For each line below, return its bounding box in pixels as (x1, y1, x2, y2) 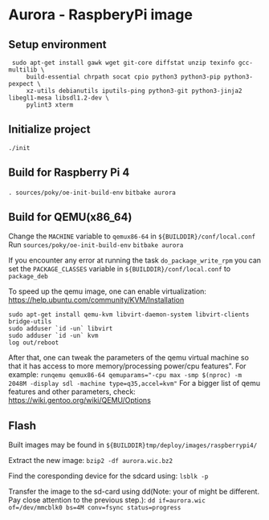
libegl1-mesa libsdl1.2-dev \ (8, 94, 110, 102)
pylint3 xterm (26, 101, 74, 109)
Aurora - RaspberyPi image (8, 6, 193, 24)
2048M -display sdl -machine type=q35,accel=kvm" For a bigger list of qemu (8, 379, 261, 388)
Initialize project (8, 123, 91, 136)
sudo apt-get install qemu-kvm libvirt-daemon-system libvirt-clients (8, 311, 250, 319)
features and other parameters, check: (8, 387, 137, 396)
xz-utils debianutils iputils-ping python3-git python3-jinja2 (26, 87, 243, 95)
